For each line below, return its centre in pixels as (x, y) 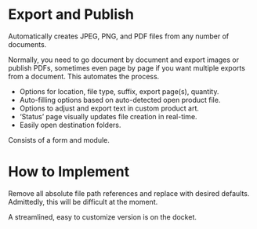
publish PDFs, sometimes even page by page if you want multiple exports (127, 67)
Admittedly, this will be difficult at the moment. (83, 202)
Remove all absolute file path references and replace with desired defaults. (129, 193)
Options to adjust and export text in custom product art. (109, 108)
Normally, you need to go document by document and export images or (124, 60)
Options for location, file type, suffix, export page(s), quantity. (119, 91)
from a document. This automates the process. (84, 76)
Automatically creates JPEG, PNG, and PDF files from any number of (119, 36)
